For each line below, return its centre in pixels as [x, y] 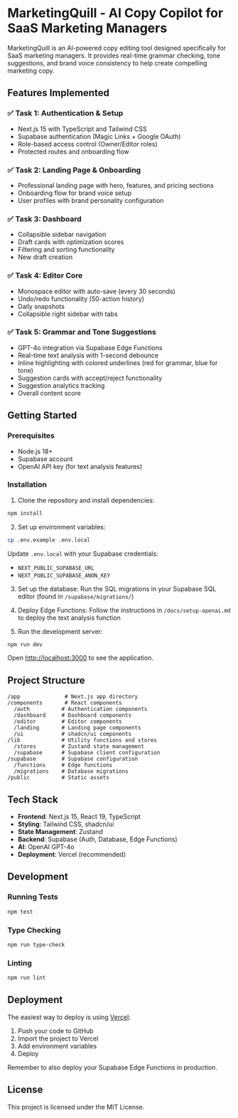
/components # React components [65, 703]
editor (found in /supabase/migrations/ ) [76, 596]
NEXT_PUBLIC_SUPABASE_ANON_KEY [64, 575]
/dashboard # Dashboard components [73, 716]
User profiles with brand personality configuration [91, 200]
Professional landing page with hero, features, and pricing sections [116, 185]
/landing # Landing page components [77, 728]
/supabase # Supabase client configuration [87, 753]
